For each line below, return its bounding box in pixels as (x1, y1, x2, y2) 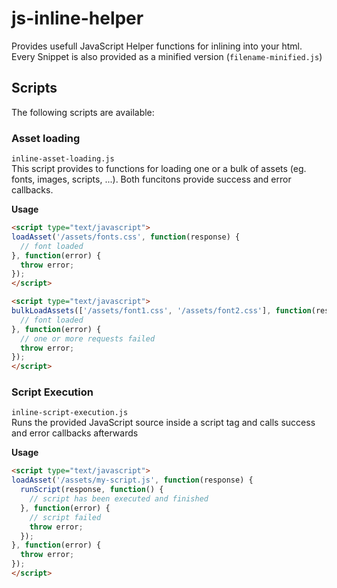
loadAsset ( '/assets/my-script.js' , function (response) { (11, 475, 254, 486)
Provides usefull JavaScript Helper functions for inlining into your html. (11, 40, 303, 52)
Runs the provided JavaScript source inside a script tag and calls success (11, 417, 316, 429)
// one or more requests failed (20, 333, 156, 344)
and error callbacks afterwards (11, 427, 139, 439)
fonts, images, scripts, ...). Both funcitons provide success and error (11, 173, 292, 186)
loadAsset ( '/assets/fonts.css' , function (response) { (11, 232, 241, 242)
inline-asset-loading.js (11, 154, 115, 164)
